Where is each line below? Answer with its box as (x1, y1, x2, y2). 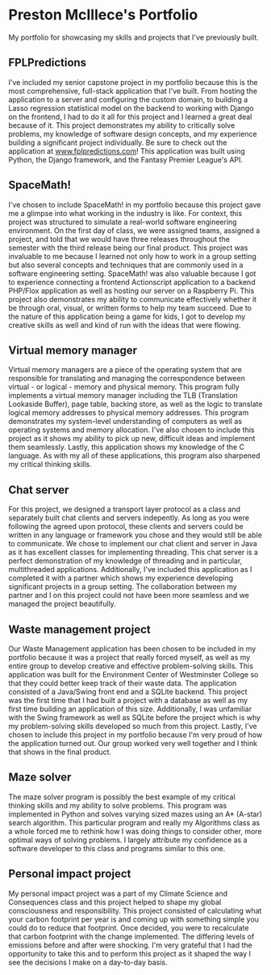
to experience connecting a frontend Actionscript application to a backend (8, 277, 256, 286)
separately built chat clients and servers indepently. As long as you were (8, 513, 250, 523)
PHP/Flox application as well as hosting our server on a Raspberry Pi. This (8, 286, 255, 295)
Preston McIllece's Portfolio (8, 6, 198, 24)
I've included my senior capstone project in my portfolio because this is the (8, 77, 258, 87)
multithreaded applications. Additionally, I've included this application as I (8, 565, 252, 574)
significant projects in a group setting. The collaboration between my (8, 582, 238, 591)
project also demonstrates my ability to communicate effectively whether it (8, 294, 256, 304)
